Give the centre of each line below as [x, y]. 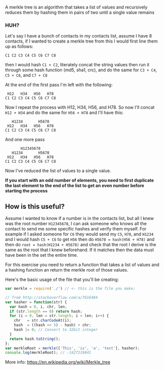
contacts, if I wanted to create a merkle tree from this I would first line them [82, 41]
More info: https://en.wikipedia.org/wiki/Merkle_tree [58, 362]
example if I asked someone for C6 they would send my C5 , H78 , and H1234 [79, 234]
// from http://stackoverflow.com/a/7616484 [51, 297]
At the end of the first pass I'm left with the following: [59, 85]
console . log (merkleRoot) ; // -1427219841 [48, 353]
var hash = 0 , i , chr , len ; [38, 307]
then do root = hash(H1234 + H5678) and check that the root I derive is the [81, 245]
